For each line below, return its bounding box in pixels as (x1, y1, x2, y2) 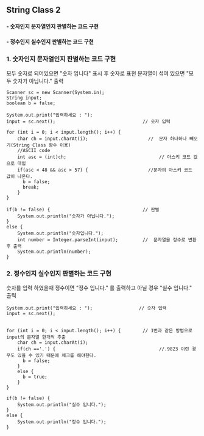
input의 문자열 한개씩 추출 (6, 334, 66, 341)
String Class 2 (6, 5, 61, 15)
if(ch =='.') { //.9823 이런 (17, 346, 190, 352)
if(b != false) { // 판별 (6, 206, 160, 213)
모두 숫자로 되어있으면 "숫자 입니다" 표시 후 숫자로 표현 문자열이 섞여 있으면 (6, 70, 185, 77)
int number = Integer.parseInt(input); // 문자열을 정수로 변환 (17, 236, 197, 243)
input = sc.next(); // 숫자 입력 (6, 118, 171, 125)
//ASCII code (17, 147, 51, 153)
